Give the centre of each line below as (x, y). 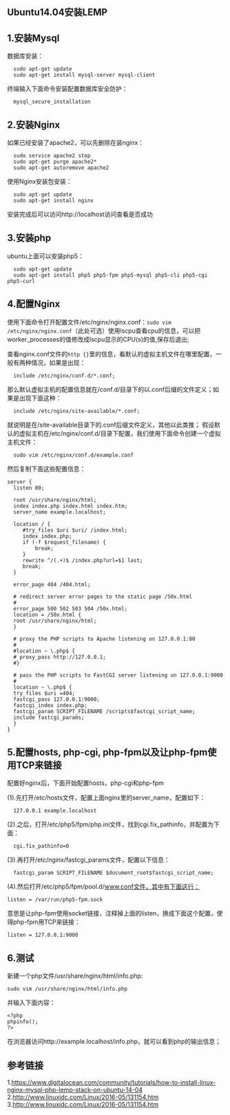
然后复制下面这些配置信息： (46, 469)
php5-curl (21, 281)
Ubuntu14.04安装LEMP (57, 12)
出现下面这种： (40, 398)
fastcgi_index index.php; (51, 705)
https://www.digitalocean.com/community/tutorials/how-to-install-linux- (114, 1083)
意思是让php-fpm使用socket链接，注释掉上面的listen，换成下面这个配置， (112, 913)
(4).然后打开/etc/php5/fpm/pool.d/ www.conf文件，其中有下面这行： (104, 886)
